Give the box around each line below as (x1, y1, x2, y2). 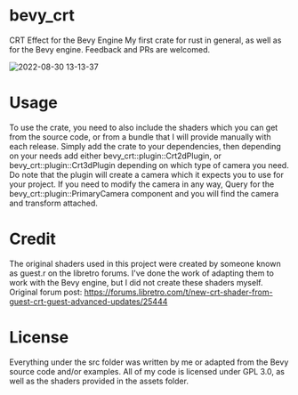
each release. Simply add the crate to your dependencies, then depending (9, 141, 282, 151)
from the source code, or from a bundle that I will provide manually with (9, 131, 271, 142)
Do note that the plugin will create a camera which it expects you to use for (9, 169, 285, 180)
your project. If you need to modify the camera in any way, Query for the (9, 179, 275, 189)
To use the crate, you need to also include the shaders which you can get (9, 122, 278, 133)
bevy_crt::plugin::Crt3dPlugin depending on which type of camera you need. (9, 159, 289, 170)
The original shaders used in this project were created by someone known (9, 258, 282, 269)
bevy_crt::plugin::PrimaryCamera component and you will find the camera (9, 188, 279, 198)
